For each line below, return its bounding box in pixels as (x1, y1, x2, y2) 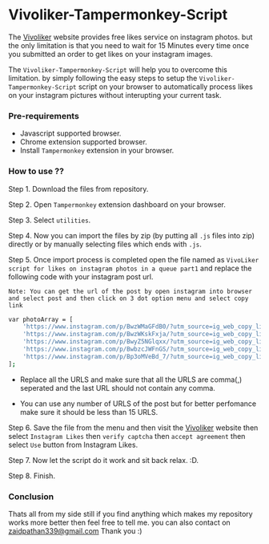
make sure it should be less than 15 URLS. (19, 407, 159, 416)
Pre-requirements (8, 110, 80, 121)
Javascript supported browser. (19, 128, 122, 138)
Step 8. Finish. (8, 471, 56, 481)
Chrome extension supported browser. (19, 137, 148, 147)
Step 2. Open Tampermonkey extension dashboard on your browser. (8, 199, 227, 209)
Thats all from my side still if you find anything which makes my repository (8, 509, 254, 518)
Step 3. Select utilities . (8, 215, 91, 225)
